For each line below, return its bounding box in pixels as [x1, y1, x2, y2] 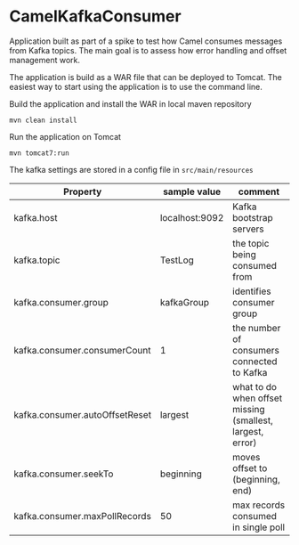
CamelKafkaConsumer [9, 6, 182, 27]
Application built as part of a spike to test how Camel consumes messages [9, 36, 283, 46]
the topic [232, 237, 270, 249]
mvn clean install [9, 116, 77, 125]
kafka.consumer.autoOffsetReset [13, 408, 152, 420]
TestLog [159, 254, 194, 266]
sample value [163, 185, 222, 198]
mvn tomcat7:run [9, 149, 69, 158]
